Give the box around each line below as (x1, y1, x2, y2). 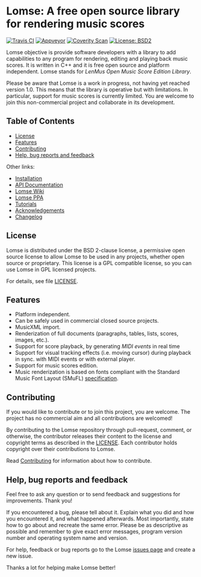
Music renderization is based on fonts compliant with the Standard (14, 369, 180, 376)
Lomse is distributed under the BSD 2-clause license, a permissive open (6, 246, 185, 254)
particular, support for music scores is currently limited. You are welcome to (6, 92, 194, 99)
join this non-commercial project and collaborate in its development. (6, 98, 176, 106)
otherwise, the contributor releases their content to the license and (6, 432, 172, 440)
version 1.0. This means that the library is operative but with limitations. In (6, 86, 188, 93)
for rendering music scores (6, 17, 145, 31)
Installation (14, 175, 43, 182)
